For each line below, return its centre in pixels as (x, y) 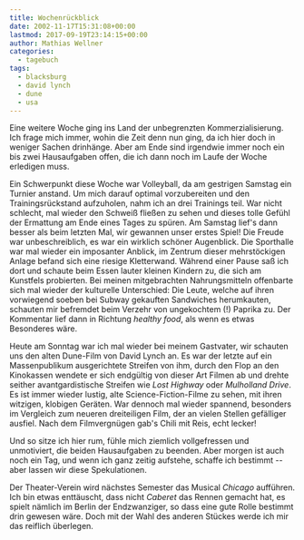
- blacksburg (42, 77)
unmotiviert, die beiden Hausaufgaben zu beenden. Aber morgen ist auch (147, 451)
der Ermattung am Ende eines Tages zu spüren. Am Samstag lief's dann (144, 222)
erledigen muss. (39, 167)
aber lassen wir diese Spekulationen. (78, 470)
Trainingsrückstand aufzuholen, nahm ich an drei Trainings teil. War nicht (146, 203)
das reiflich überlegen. (51, 526)
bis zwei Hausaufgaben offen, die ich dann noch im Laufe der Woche (138, 157)
